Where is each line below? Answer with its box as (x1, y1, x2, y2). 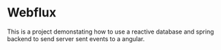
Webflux (7, 5, 57, 21)
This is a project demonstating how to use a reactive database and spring (7, 27, 214, 36)
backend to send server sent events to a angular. (7, 34, 145, 42)
